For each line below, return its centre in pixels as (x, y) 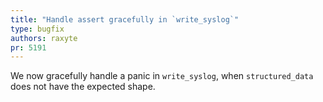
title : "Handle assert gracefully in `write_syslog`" (125, 19)
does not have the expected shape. (83, 87)
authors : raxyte (44, 38)
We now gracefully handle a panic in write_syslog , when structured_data (162, 76)
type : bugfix (37, 29)
